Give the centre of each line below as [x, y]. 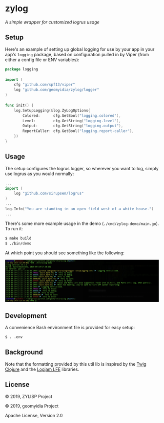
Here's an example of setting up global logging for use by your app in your [80, 49]
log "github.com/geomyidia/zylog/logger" [56, 90]
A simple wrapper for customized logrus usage [52, 22]
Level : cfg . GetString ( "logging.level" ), [72, 121]
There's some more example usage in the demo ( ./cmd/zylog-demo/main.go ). [82, 223]
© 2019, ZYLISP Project [29, 396]
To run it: [14, 228]
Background [24, 352]
